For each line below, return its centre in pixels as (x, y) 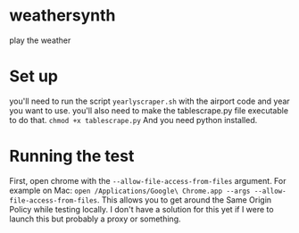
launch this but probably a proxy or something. (95, 219)
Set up (33, 76)
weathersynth (62, 16)
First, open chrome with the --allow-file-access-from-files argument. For (148, 180)
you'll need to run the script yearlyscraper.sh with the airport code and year (149, 101)
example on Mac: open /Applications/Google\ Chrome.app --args (130, 190)
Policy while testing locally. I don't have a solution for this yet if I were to (141, 209)
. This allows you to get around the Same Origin (184, 200)
